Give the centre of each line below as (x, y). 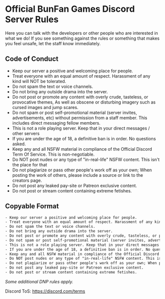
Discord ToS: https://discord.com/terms (45, 291)
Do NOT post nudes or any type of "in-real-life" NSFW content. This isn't (86, 159)
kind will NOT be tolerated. (39, 81)
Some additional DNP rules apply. (39, 281)
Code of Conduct (32, 59)
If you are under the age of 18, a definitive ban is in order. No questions (84, 138)
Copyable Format (32, 206)
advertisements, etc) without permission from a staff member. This (80, 118)
